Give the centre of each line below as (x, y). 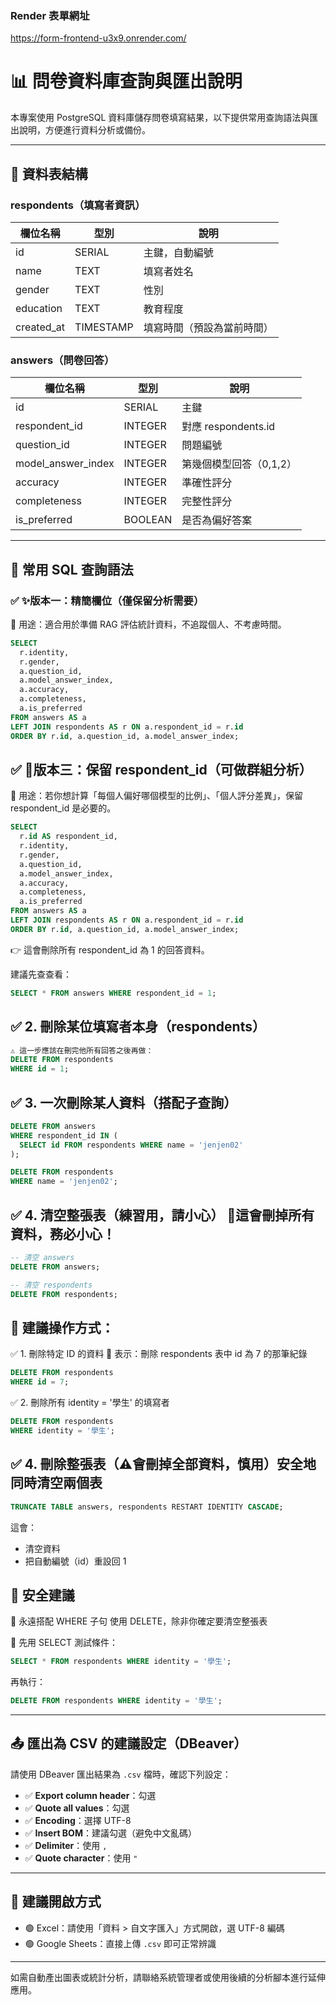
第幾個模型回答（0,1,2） (239, 464)
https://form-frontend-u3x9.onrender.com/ (98, 38)
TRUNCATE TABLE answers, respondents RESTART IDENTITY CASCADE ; (147, 1507)
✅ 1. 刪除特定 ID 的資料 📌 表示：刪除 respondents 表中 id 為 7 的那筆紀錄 (159, 1354)
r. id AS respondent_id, (68, 837)
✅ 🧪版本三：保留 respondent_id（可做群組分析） (161, 769)
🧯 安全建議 (42, 1595)
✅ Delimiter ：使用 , (66, 1845)
